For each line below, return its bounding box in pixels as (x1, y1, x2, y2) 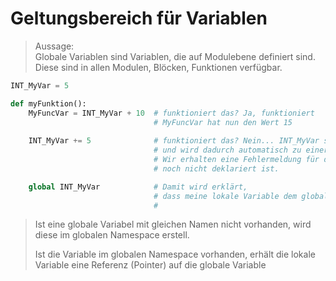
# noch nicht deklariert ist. (153, 163, 280, 174)
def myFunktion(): (10, 98, 87, 109)
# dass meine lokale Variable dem (153, 191, 298, 201)
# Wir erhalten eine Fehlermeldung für (153, 155, 320, 165)
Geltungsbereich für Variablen (10, 7, 268, 30)
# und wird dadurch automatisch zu (153, 145, 302, 156)
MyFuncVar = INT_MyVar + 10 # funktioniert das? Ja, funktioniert (28, 108, 315, 118)
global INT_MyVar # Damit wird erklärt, (28, 182, 248, 192)
